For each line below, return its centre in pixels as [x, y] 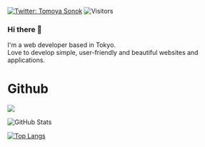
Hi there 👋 [25, 29]
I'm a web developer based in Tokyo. [62, 45]
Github [28, 89]
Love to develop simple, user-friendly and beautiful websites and [103, 53]
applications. [26, 60]
